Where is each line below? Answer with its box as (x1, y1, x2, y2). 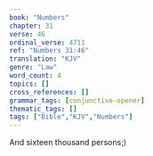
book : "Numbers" (9, 12, 69, 22)
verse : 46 (9, 29, 46, 38)
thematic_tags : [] (9, 104, 77, 113)
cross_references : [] (9, 87, 90, 96)
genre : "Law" (9, 63, 58, 72)
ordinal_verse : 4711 (9, 37, 86, 47)
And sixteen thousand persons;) (9, 137, 127, 148)
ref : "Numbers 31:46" (9, 46, 90, 55)
